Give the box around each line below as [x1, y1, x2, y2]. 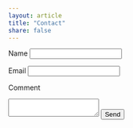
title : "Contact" [8, 19, 66, 27]
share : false [8, 26, 52, 34]
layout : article [8, 11, 62, 20]
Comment [8, 83, 41, 92]
